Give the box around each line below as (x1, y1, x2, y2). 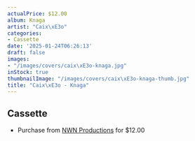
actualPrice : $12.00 (7, 10, 68, 17)
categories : (7, 29, 42, 37)
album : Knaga (7, 17, 46, 24)
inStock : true (7, 68, 49, 75)
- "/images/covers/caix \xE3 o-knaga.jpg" (7, 62, 128, 69)
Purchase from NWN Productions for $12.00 (17, 126, 145, 135)
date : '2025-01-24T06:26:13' (7, 43, 93, 50)
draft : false (7, 50, 46, 57)
